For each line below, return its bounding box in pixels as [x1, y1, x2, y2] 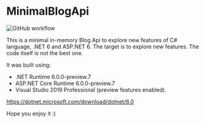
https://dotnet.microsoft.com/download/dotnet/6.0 [6, 98, 134, 105]
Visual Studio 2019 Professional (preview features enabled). [15, 86, 167, 93]
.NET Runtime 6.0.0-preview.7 [15, 73, 91, 80]
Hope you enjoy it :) [6, 110, 56, 117]
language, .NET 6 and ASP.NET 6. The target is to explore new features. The [6, 43, 199, 50]
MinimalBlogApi [6, 4, 90, 18]
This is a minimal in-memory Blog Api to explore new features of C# [6, 36, 178, 43]
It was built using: [6, 61, 51, 69]
